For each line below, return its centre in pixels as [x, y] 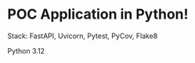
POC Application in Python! [98, 14]
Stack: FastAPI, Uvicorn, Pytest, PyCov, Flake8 [83, 36]
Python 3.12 [26, 51]
